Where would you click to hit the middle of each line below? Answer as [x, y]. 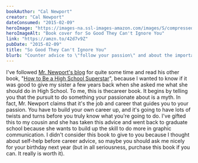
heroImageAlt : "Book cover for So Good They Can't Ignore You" [85, 34]
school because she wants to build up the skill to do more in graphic [89, 128]
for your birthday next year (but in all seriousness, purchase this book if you [98, 147]
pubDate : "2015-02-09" [34, 45]
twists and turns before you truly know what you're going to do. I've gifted [96, 116]
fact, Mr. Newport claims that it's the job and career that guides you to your [97, 103]
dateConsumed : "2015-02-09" [41, 22]
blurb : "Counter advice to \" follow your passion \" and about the [89, 55]
